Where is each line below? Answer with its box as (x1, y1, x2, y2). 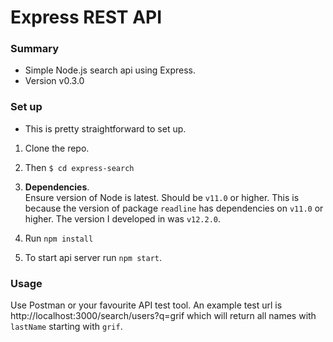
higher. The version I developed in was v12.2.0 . (24, 212, 222, 225)
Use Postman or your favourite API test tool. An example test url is (10, 299, 283, 311)
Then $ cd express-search (24, 161, 135, 173)
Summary (10, 42, 60, 56)
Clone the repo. (24, 142, 90, 154)
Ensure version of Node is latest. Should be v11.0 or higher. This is (24, 191, 300, 203)
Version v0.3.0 (24, 75, 85, 87)
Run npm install (24, 232, 94, 244)
